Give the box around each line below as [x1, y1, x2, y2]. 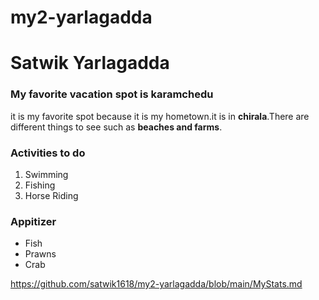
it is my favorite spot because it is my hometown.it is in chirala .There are [10, 110, 310, 122]
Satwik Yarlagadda [10, 52, 170, 75]
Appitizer [10, 214, 57, 228]
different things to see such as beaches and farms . [10, 121, 223, 133]
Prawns [24, 248, 57, 260]
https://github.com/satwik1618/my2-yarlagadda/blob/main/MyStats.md [10, 278, 303, 290]
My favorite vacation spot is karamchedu [10, 87, 214, 101]
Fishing [24, 179, 56, 191]
